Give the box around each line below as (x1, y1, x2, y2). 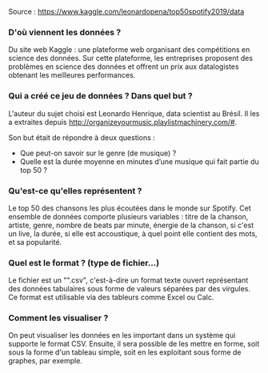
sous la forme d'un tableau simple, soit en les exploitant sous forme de (8, 347, 242, 357)
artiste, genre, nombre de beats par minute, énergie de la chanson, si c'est (8, 220, 254, 230)
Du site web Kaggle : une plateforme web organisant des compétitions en (8, 45, 250, 54)
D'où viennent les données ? (8, 26, 122, 38)
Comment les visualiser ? (8, 312, 109, 323)
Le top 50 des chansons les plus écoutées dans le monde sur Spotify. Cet (8, 203, 251, 213)
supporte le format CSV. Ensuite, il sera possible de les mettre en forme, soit (8, 339, 260, 349)
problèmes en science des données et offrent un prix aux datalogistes (8, 62, 239, 71)
